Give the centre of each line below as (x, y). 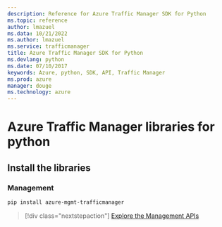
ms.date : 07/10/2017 (38, 66)
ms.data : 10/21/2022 (38, 33)
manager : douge (30, 86)
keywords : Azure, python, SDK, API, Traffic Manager (86, 72)
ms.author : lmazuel (36, 40)
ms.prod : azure (30, 79)
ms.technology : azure (39, 92)
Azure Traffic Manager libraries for (111, 127)
